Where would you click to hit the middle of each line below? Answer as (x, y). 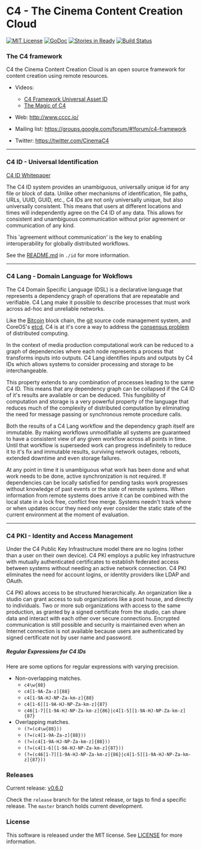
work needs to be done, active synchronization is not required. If (86, 476)
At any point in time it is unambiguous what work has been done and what (98, 469)
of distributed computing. (38, 333)
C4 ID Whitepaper (29, 175)
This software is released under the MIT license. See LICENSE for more (94, 835)
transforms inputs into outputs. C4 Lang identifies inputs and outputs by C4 (100, 358)
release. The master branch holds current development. (75, 806)
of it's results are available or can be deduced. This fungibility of (86, 395)
